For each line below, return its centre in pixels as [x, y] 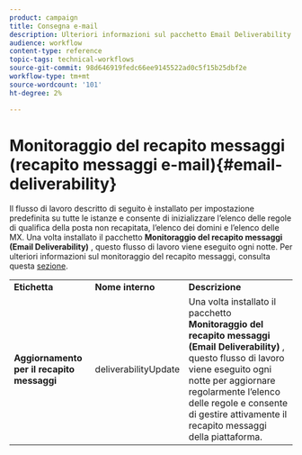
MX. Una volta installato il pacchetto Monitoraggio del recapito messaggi [146, 237]
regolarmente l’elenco [234, 392]
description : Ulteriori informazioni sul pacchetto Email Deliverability [151, 34]
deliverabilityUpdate [138, 369]
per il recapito [44, 369]
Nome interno [125, 287]
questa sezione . [39, 266]
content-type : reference [56, 51]
